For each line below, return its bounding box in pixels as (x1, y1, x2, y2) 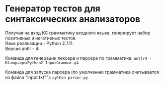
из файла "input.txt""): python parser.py (5, 74, 88, 80)
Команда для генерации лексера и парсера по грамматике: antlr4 (5, 55, 148, 61)
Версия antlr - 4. (5, 45, 40, 51)
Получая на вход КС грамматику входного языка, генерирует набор (5, 30, 151, 36)
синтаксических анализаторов (5, 13, 141, 25)
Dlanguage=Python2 (5, 60, 43, 65)
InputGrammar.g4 (45, 60, 79, 65)
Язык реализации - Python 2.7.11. (5, 40, 74, 46)
